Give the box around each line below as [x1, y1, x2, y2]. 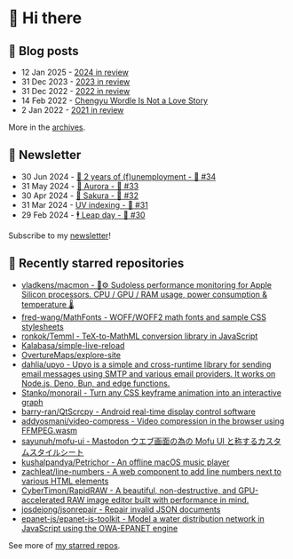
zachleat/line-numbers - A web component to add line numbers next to [20, 466, 281, 476]
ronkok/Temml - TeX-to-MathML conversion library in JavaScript [20, 331, 258, 341]
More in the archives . [8, 122, 86, 132]
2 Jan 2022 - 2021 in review [20, 105, 124, 115]
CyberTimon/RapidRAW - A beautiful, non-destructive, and [20, 484, 237, 496]
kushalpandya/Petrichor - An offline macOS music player [20, 457, 230, 467]
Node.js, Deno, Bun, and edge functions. [20, 378, 170, 388]
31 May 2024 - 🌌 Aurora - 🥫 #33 [20, 180, 139, 191]
